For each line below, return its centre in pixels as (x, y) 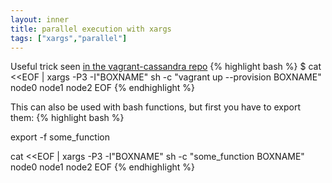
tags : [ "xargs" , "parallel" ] (69, 38)
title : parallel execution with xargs (91, 29)
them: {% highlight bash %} (67, 118)
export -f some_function (60, 137)
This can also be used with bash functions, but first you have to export (156, 107)
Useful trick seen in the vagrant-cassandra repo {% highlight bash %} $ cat (166, 67)
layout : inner (40, 19)
